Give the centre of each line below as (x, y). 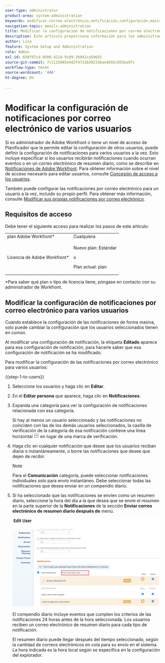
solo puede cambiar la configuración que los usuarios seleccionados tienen (82, 327)
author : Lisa (18, 42)
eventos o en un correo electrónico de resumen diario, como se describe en (82, 163)
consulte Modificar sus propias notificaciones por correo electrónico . (75, 199)
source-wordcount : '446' (30, 73)
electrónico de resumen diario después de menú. (63, 511)
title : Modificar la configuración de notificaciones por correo (73, 31)
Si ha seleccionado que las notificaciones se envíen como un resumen (83, 495)
